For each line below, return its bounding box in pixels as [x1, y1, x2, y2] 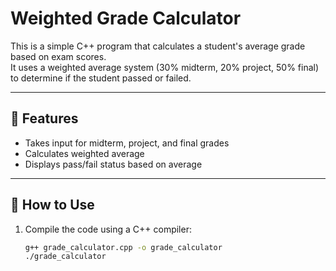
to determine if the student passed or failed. [10, 72, 192, 84]
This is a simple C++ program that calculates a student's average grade [10, 40, 306, 52]
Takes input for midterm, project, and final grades [24, 137, 230, 149]
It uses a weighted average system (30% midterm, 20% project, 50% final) [10, 61, 320, 73]
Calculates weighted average [24, 147, 145, 159]
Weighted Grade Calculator [10, 7, 242, 30]
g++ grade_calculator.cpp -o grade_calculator [24, 242, 223, 252]
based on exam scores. [10, 50, 107, 62]
